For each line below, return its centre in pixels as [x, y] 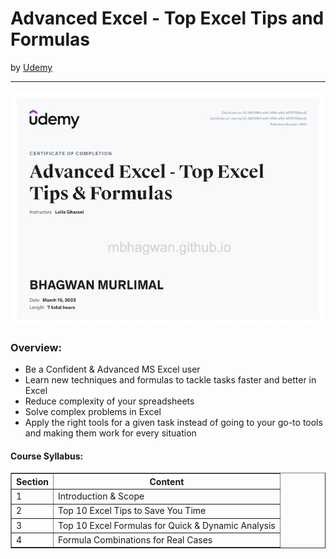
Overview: [36, 347]
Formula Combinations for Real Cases [135, 539]
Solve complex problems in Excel [93, 412]
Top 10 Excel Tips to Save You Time [132, 511]
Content [167, 481]
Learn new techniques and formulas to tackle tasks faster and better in [170, 380]
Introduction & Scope [101, 496]
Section [32, 481]
